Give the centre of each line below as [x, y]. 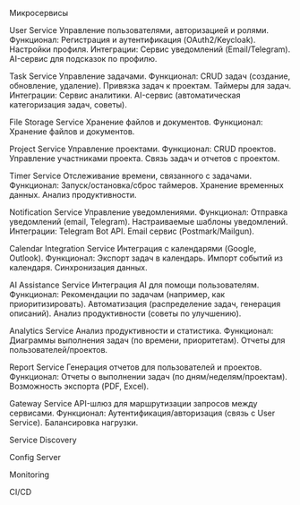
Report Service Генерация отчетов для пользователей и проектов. [136, 367]
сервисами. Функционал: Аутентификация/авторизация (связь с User [142, 413]
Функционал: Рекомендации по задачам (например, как [117, 294]
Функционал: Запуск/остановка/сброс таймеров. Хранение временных [146, 185]
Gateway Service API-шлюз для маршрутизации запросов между [133, 403]
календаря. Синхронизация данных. [78, 267]
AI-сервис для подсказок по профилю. [83, 59]
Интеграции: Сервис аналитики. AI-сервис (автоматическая [125, 95]
